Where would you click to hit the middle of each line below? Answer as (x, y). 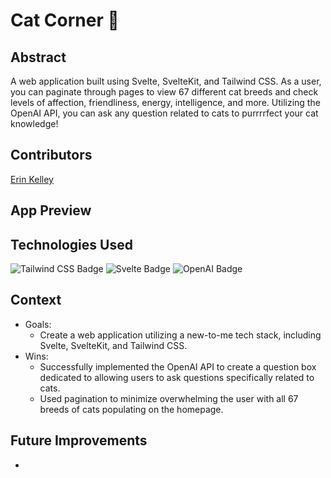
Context (36, 300)
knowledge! (34, 123)
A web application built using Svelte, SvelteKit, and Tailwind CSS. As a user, (166, 81)
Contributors (51, 155)
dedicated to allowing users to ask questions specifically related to (177, 377)
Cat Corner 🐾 (65, 20)
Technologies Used (71, 244)
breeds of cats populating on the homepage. (131, 409)
